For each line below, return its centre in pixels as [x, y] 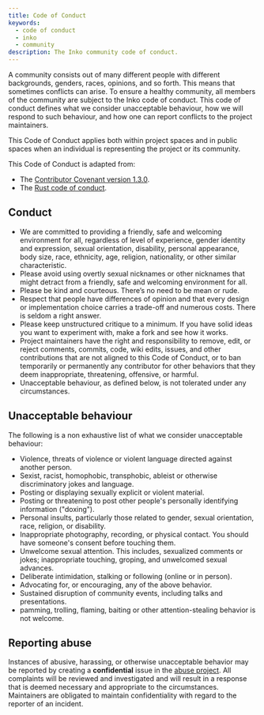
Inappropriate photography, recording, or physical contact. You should [134, 534]
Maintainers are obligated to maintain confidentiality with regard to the [123, 695]
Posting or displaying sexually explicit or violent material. [112, 492]
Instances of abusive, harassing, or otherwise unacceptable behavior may [128, 662]
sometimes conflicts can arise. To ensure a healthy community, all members [132, 91]
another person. [46, 467]
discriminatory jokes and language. [77, 484]
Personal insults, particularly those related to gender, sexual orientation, [137, 517]
